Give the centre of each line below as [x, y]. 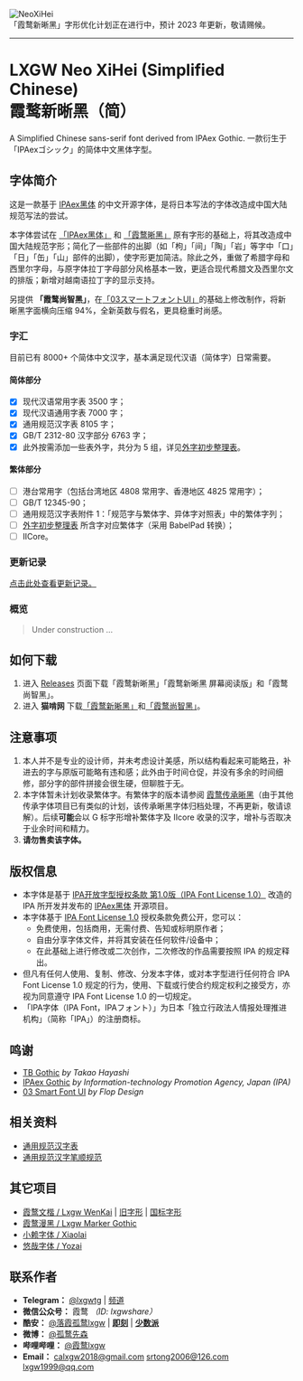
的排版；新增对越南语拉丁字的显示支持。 [84, 279]
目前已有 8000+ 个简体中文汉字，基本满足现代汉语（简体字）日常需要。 [143, 358]
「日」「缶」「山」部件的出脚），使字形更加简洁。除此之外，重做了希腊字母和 [150, 257]
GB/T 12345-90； [55, 503]
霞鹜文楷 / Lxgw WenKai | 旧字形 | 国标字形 [102, 1212]
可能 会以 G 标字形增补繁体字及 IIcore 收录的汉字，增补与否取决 [175, 817]
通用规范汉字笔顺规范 [62, 1157]
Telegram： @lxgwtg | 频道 [73, 1301]
